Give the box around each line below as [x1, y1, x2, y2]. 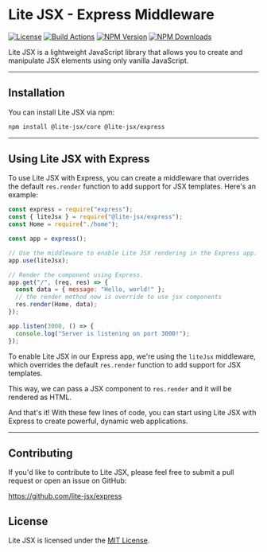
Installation [8, 86, 65, 100]
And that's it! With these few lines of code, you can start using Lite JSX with [8, 407, 257, 417]
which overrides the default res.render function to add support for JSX [8, 360, 242, 369]
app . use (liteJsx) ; [8, 256, 69, 264]
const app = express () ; [8, 235, 87, 243]
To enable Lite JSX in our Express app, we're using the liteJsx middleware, [8, 352, 256, 361]
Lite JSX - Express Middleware [8, 6, 215, 24]
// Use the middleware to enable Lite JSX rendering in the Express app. [8, 249, 258, 257]
